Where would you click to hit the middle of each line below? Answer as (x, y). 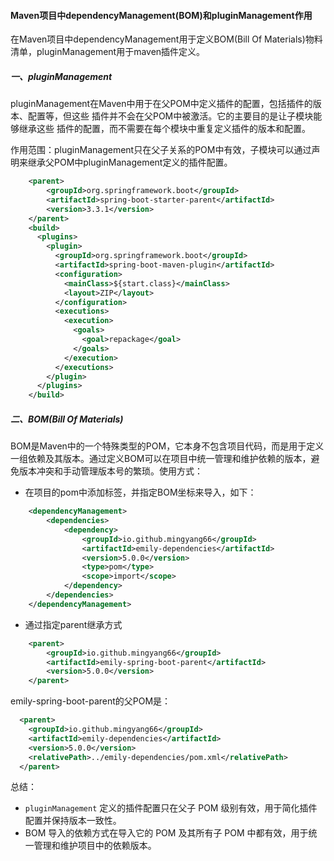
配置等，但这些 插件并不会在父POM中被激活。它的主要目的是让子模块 (170, 116)
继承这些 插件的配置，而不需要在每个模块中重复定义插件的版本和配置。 (164, 129)
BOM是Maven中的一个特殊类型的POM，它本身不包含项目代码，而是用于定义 (167, 446)
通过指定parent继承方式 (73, 624)
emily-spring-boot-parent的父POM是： (91, 701)
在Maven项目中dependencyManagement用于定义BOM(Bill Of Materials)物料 (166, 39)
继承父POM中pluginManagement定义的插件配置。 (130, 162)
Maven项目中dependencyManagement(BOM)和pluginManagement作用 (161, 15)
